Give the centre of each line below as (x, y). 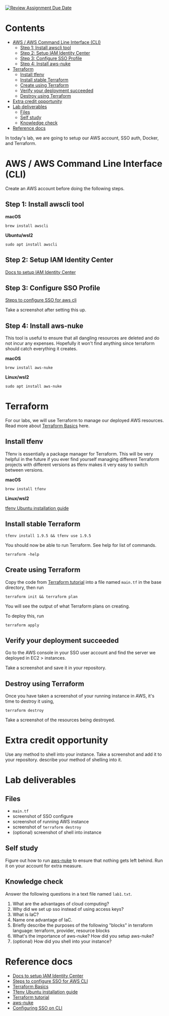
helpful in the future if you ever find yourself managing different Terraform (82, 459)
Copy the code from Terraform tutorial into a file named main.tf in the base (83, 582)
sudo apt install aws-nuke (34, 387)
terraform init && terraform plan (42, 596)
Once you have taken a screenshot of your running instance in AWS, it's (80, 696)
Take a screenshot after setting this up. (46, 310)
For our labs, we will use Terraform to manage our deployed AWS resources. (84, 421)
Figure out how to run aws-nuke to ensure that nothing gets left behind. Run (84, 860)
